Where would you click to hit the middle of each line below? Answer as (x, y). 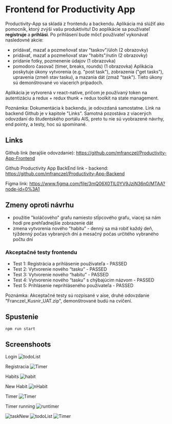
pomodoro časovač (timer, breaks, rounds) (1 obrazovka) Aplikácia (83, 66)
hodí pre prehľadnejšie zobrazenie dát (53, 223)
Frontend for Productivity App (70, 9)
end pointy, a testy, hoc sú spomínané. (46, 124)
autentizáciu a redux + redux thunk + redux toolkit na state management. (82, 98)
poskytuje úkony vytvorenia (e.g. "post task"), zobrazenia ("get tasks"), (88, 72)
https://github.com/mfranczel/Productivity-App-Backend (65, 173)
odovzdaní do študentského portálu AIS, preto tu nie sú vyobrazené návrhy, (85, 118)
